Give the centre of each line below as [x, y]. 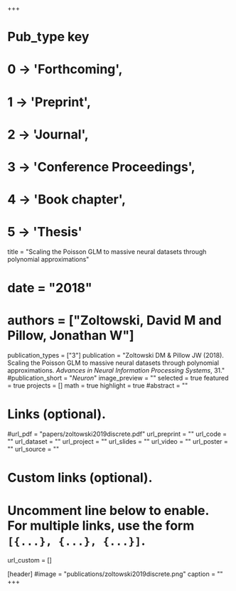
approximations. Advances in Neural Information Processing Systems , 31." [116, 371]
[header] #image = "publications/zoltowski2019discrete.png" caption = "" [115, 574]
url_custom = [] [29, 560]
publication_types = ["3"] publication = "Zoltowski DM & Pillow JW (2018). [116, 356]
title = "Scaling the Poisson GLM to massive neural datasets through [107, 252]
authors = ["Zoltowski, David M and [114, 320]
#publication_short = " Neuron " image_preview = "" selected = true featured [118, 378]
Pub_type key [48, 37]
